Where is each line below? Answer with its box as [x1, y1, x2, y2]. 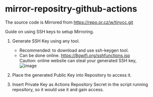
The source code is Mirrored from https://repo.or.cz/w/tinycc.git [5, 19, 134, 25]
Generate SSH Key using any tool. [12, 38, 80, 44]
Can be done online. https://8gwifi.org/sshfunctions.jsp [19, 52, 130, 58]
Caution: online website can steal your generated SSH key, [19, 57, 137, 63]
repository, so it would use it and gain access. [12, 86, 104, 92]
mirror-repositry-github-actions [5, 3, 137, 14]
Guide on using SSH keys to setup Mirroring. [5, 28, 94, 34]
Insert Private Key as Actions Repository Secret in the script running [12, 81, 148, 87]
